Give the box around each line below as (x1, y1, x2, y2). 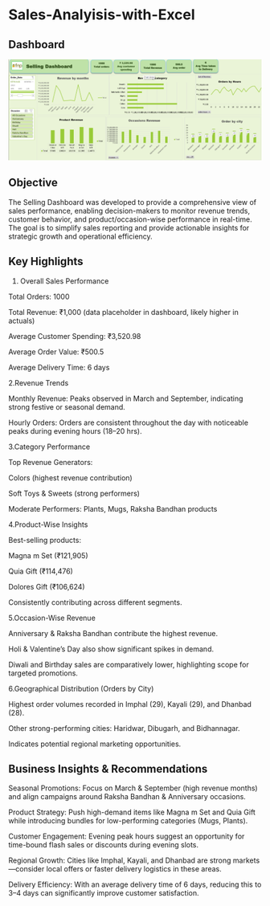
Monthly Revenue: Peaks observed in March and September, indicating (8, 394, 243, 403)
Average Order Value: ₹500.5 (8, 347, 104, 357)
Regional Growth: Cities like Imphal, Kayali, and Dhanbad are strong (8, 855, 231, 865)
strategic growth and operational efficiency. (8, 231, 153, 241)
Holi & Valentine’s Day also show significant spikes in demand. (8, 644, 215, 654)
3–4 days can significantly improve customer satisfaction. (8, 888, 199, 898)
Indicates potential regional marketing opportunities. (8, 739, 182, 749)
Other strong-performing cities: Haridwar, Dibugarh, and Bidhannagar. (8, 723, 240, 733)
